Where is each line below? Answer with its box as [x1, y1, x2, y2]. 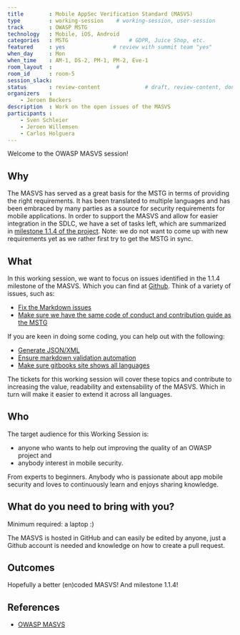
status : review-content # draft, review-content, [7, 83, 222, 91]
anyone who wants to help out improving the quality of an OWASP [17, 443, 212, 452]
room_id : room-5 [7, 70, 75, 77]
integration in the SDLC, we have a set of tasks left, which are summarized [7, 219, 226, 228]
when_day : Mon [7, 51, 66, 58]
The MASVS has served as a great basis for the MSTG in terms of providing [7, 189, 230, 198]
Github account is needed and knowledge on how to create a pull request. [7, 541, 225, 549]
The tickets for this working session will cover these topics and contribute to [7, 375, 232, 383]
